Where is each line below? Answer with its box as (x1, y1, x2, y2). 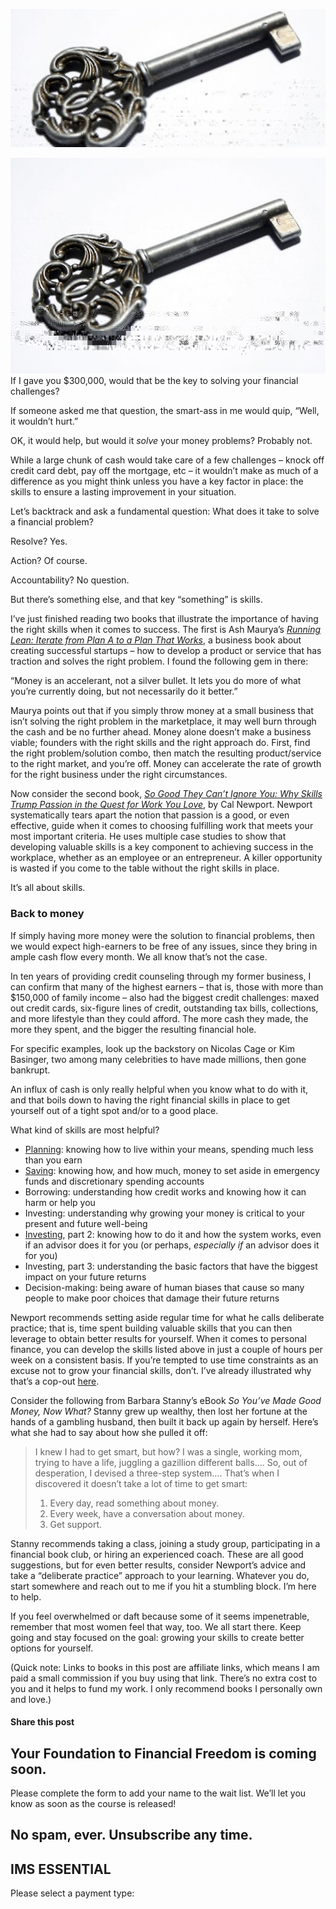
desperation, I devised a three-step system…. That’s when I (34, 1467, 280, 1479)
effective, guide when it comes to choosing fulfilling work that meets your (10, 820, 314, 832)
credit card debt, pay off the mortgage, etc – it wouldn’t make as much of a (10, 465, 319, 477)
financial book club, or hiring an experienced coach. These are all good (10, 1548, 304, 1560)
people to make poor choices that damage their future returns (24, 1292, 280, 1304)
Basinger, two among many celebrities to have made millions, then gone (10, 1053, 307, 1065)
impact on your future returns (24, 1270, 147, 1283)
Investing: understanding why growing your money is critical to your (24, 1207, 306, 1219)
